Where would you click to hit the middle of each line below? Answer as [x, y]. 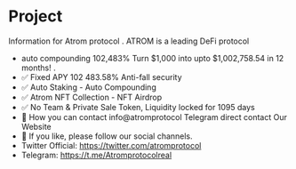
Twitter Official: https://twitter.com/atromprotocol [111, 145]
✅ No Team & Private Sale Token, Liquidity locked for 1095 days [138, 107]
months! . [38, 68]
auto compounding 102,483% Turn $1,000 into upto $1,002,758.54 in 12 [152, 58]
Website [36, 126]
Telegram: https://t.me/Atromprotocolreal [96, 155]
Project [36, 16]
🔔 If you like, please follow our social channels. [107, 136]
